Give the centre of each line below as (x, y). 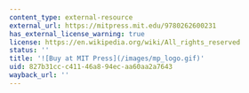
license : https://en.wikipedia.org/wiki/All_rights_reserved (125, 42)
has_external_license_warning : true (77, 34)
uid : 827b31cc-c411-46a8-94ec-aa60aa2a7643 (91, 67)
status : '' (29, 50)
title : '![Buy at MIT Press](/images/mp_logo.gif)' (107, 58)
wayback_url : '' (39, 75)
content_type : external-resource (71, 17)
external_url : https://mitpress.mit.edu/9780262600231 (113, 26)
